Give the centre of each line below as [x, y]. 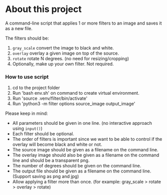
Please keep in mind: [27, 113]
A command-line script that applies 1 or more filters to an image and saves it [83, 23]
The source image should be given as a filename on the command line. [85, 150]
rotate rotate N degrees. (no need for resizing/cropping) [70, 58]
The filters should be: [27, 38]
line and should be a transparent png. [51, 160]
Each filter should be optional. [43, 134]
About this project [43, 9]
